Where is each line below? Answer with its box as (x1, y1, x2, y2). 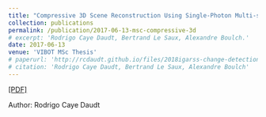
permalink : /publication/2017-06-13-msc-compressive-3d (8, 26, 196, 34)
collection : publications (8, 19, 93, 27)
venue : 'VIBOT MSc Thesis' (8, 48, 97, 56)
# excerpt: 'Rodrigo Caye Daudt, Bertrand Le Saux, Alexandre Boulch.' (8, 33, 249, 42)
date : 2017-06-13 (8, 41, 66, 49)
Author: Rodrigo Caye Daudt (8, 100, 101, 109)
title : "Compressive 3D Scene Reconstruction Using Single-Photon (8, 11, 232, 20)
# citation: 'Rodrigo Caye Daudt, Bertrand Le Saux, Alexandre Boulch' (8, 63, 249, 71)
